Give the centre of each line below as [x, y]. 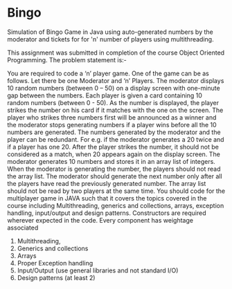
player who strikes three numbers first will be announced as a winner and [112, 117]
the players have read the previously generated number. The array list [107, 183]
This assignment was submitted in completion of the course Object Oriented [116, 53]
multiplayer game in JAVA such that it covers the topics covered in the [107, 198]
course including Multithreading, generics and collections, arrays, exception [116, 205]
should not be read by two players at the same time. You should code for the [116, 191]
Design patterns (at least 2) [56, 277]
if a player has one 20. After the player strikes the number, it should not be [113, 147]
